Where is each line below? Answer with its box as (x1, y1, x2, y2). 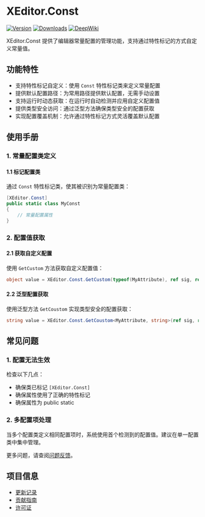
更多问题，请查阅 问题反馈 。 (6, 451, 76, 459)
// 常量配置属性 (17, 212, 53, 218)
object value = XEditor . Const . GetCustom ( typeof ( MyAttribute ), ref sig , (6, 276, 192, 282)
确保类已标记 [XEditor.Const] (15, 384, 90, 391)
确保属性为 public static (15, 399, 74, 406)
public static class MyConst (6, 200, 81, 207)
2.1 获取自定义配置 (6, 249, 52, 257)
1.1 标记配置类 (6, 168, 41, 175)
